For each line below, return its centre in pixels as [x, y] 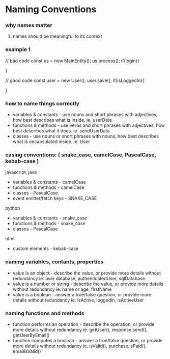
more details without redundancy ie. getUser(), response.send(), [80, 329]
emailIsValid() [27, 351]
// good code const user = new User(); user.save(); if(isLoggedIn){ [75, 80]
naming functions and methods [45, 313]
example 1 [18, 49]
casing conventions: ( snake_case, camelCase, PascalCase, [81, 155]
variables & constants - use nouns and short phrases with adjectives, [85, 115]
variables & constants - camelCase [49, 182]
